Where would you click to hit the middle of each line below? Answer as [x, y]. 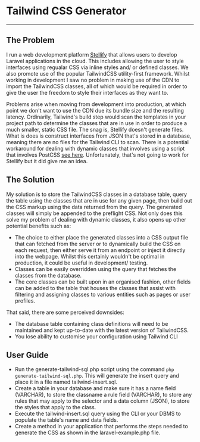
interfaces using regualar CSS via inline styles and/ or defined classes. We [97, 67]
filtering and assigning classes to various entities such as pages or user [102, 294]
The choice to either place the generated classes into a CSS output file [101, 237]
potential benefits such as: [39, 226]
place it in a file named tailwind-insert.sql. [66, 382]
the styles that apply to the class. [55, 407]
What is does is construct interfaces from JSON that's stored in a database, [99, 136]
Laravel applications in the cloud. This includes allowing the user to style [95, 61]
